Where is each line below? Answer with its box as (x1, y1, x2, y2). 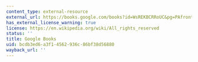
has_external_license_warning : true (6, 19, 96, 25)
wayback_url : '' (6, 47, 46, 53)
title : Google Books (6, 36, 57, 42)
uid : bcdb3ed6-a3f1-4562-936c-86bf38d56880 (6, 42, 115, 48)
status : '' (6, 31, 33, 37)
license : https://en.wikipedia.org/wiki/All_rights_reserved (6, 25, 160, 31)
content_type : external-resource (6, 8, 88, 15)
